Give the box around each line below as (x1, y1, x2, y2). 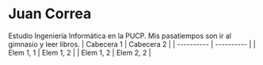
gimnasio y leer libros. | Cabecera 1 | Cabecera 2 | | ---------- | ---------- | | (8, 39, 256, 48)
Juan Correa (8, 5, 92, 23)
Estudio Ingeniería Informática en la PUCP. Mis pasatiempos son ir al (8, 31, 232, 40)
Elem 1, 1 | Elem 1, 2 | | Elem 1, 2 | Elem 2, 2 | (8, 48, 152, 57)
